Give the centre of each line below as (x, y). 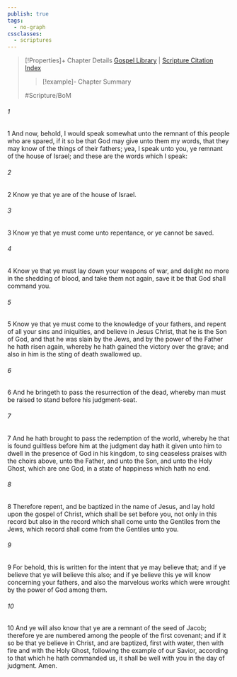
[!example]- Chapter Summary (87, 82)
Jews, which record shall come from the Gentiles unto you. (93, 529)
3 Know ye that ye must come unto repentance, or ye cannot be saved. (111, 233)
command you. (29, 286)
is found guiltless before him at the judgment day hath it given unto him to (115, 446)
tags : (15, 21)
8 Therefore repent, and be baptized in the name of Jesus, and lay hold (111, 506)
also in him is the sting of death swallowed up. (75, 354)
